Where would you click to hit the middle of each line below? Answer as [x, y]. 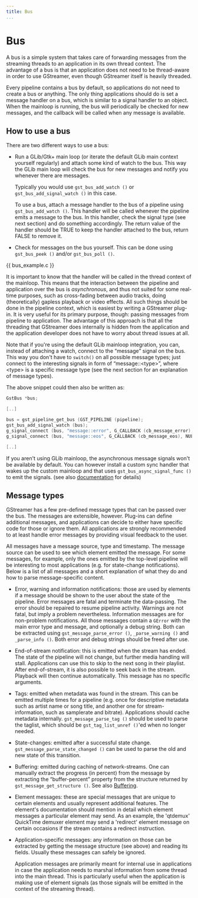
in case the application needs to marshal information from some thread [101, 870]
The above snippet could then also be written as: [65, 388]
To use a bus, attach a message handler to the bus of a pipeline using [99, 205]
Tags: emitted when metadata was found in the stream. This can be [96, 694]
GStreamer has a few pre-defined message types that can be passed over [96, 510]
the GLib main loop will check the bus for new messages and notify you [101, 170]
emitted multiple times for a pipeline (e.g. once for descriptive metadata [102, 700]
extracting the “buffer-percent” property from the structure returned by [101, 779]
